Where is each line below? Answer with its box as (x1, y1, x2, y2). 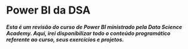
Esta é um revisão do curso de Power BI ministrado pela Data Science (6, 23, 183, 30)
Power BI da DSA (6, 4, 91, 17)
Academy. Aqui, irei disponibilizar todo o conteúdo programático (6, 30, 171, 37)
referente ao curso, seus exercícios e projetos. (6, 36, 124, 43)
